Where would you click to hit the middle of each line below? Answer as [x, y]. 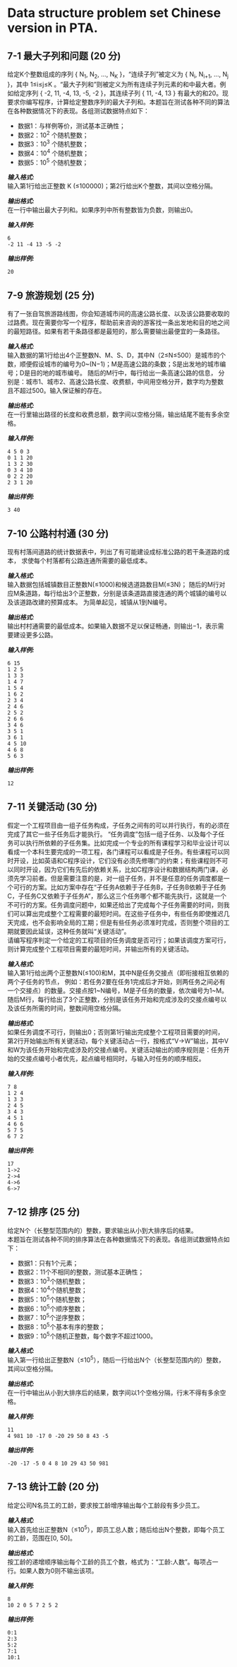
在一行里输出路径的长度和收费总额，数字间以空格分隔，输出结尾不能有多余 [115, 414]
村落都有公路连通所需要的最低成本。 [98, 561]
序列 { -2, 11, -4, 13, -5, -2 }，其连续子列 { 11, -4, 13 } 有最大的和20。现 [127, 93]
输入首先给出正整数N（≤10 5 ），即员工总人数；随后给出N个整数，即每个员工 [116, 1528]
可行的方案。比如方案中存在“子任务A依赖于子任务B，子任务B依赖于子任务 [120, 887]
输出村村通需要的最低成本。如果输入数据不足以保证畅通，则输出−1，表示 [113, 626]
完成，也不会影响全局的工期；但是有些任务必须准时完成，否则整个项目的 [118, 922]
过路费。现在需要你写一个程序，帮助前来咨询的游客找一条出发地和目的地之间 [119, 322]
